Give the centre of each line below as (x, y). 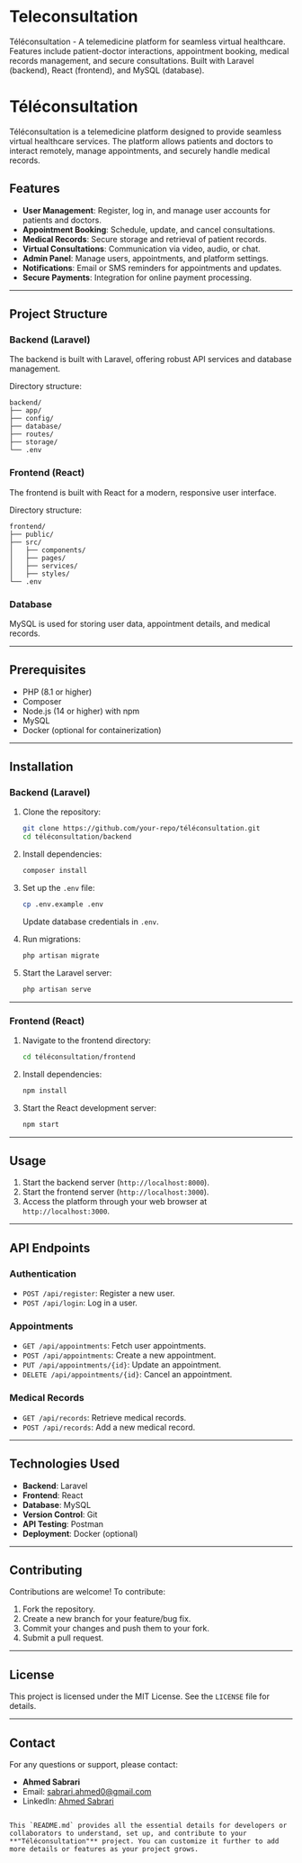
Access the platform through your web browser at (115, 1202)
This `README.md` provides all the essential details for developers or (148, 1825)
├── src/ (26, 542)
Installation (41, 767)
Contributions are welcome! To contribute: (88, 1592)
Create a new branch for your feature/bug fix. (107, 1619)
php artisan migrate (61, 955)
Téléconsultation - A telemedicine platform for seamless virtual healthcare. (147, 41)
